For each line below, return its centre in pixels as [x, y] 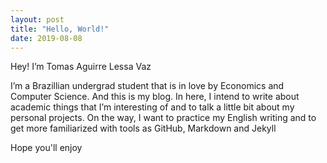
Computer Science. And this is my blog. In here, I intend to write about [155, 97]
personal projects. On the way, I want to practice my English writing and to [163, 118]
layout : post [37, 19]
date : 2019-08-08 [46, 38]
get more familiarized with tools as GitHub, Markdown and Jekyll [143, 128]
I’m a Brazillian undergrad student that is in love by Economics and [147, 86]
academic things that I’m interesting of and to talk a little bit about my [152, 107]
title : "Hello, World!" [60, 29]
